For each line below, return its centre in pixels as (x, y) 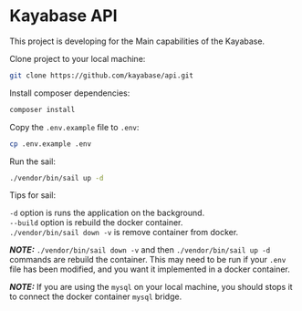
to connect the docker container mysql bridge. (96, 296)
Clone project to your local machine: (78, 58)
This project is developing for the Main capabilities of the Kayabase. (137, 41)
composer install (42, 109)
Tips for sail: (33, 195)
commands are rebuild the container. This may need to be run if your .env (148, 260)
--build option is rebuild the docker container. (96, 223)
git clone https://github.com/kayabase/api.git (102, 75)
